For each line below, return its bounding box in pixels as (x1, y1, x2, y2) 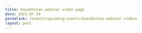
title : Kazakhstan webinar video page (5, 7, 85, 12)
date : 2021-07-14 (5, 12, 41, 16)
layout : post (5, 20, 32, 26)
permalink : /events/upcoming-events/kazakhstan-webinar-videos (5, 16, 138, 21)
